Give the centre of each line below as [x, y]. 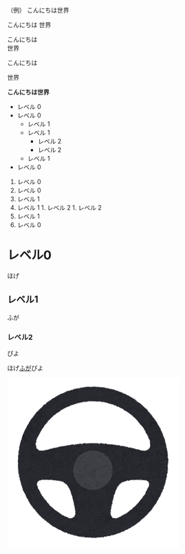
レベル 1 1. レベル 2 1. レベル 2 [59, 208]
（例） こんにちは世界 [38, 10]
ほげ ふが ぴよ [25, 368]
